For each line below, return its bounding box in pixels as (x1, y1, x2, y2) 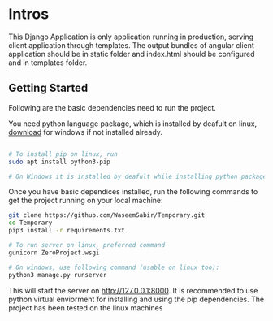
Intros (8, 5, 50, 24)
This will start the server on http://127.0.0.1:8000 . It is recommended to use (8, 285, 258, 295)
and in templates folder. (8, 58, 88, 67)
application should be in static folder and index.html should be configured (8, 49, 255, 59)
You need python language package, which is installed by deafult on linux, (8, 119, 258, 128)
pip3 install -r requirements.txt (8, 227, 126, 235)
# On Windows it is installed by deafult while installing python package (8, 172, 267, 180)
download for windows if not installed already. (8, 127, 162, 137)
